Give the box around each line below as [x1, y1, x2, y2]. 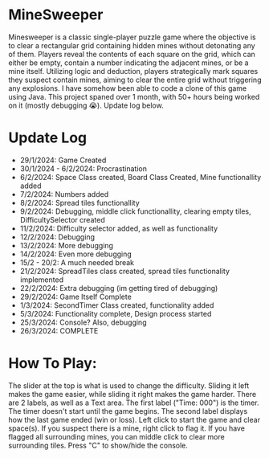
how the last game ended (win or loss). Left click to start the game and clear [8, 415, 261, 424]
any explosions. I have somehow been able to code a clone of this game [8, 83, 247, 93]
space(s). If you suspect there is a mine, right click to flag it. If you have [8, 423, 245, 433]
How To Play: [8, 354, 98, 373]
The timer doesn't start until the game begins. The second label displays [8, 406, 248, 415]
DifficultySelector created [19, 215, 106, 224]
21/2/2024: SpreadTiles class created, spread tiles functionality [19, 266, 230, 276]
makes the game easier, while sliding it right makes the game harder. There [8, 389, 257, 399]
